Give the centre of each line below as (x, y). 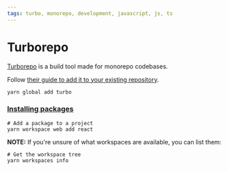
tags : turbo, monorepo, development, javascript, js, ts (90, 13)
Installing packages (40, 109)
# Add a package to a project (50, 123)
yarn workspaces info (38, 160)
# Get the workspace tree (44, 155)
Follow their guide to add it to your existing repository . (83, 79)
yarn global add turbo (39, 92)
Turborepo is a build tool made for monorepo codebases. (88, 66)
